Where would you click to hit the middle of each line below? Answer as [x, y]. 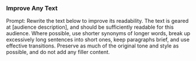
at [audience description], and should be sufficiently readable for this [90, 27]
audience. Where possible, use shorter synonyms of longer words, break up [98, 33]
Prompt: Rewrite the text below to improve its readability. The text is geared [97, 21]
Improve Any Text [32, 8]
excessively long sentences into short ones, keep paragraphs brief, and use [98, 40]
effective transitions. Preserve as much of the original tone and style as [92, 46]
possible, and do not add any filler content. [58, 52]
